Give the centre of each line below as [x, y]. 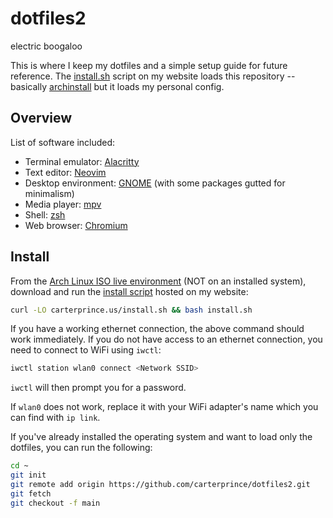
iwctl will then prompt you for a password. [98, 388]
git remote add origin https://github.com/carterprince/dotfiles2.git [160, 485]
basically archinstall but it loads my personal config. [117, 86]
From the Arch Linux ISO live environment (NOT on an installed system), [158, 281]
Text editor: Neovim [65, 172]
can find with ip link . [55, 418]
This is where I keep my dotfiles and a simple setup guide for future [149, 65]
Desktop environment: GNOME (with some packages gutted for [155, 183]
